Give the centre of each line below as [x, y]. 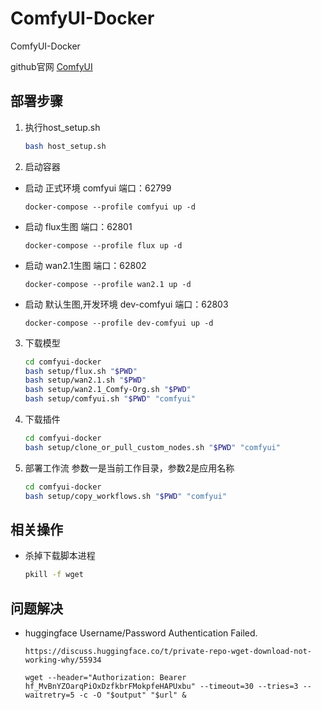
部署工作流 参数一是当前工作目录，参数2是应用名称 [129, 468]
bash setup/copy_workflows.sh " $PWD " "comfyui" [126, 496]
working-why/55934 [63, 660]
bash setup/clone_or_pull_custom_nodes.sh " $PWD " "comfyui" [152, 447]
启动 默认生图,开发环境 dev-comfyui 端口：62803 [126, 304]
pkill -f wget [54, 575]
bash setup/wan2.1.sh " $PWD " [85, 380]
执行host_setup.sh [62, 127]
